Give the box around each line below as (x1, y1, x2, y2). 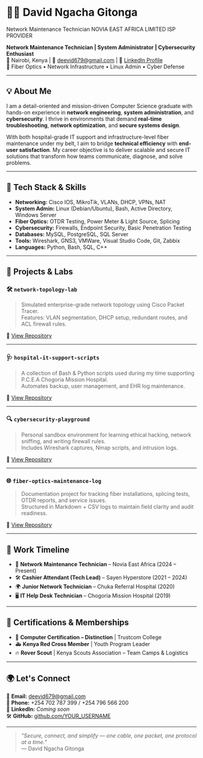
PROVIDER (6, 31, 33, 39)
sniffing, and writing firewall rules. (21, 437, 106, 444)
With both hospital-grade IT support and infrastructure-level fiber (6, 133, 169, 140)
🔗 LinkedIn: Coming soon (6, 705, 70, 713)
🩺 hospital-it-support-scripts (6, 354, 100, 362)
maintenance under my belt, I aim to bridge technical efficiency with (6, 139, 178, 147)
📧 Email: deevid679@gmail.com (6, 693, 86, 700)
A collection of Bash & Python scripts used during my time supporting (21, 369, 195, 377)
